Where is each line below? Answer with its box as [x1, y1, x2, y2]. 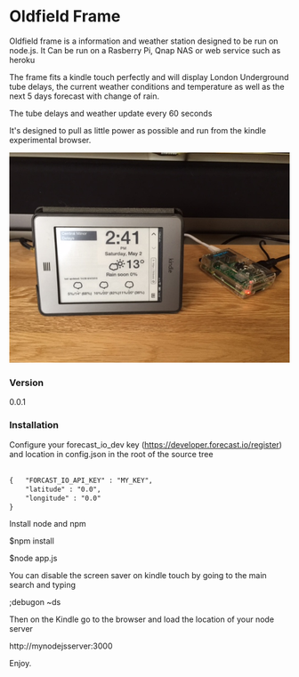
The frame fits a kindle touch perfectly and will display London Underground [9, 71, 289, 82]
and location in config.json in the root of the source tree [9, 448, 214, 459]
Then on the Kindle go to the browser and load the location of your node [9, 614, 274, 625]
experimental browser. [9, 134, 92, 145]
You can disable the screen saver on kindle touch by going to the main [9, 569, 267, 580]
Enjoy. [9, 657, 32, 668]
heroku [9, 54, 36, 65]
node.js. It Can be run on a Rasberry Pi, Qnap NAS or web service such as [9, 44, 281, 55]
